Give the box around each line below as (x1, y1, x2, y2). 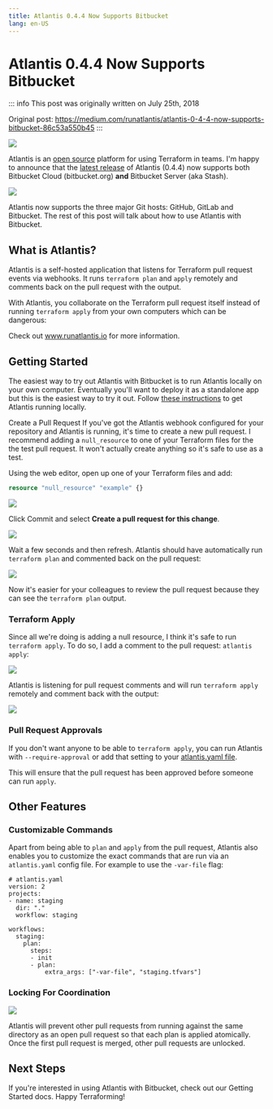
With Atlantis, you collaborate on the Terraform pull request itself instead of (8, 298, 261, 308)
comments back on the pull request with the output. (8, 282, 181, 292)
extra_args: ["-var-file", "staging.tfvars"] (44, 968, 201, 976)
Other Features (8, 799, 87, 814)
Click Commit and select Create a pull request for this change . (8, 513, 220, 523)
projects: (8, 890, 42, 898)
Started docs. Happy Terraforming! (8, 1092, 126, 1102)
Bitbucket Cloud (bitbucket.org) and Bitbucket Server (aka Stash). (8, 172, 229, 181)
